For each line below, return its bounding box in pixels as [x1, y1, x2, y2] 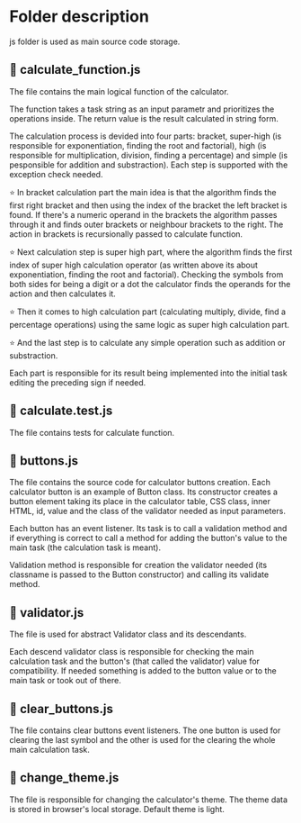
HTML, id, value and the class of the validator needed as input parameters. [9, 506, 286, 517]
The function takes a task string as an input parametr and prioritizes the [9, 104, 275, 114]
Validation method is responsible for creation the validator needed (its [9, 560, 268, 571]
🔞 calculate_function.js [9, 62, 141, 77]
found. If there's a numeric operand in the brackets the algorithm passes [9, 209, 278, 220]
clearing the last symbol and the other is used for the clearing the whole [9, 735, 276, 745]
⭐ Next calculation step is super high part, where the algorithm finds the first [9, 246, 293, 258]
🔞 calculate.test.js [9, 403, 113, 419]
